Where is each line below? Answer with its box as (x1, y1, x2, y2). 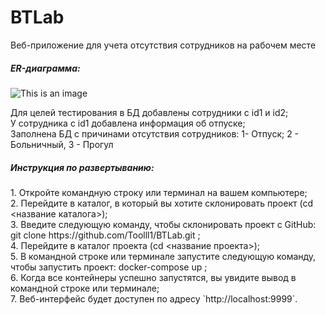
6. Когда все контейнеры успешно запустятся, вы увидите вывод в (10, 271, 297, 283)
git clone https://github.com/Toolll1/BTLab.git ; (10, 229, 201, 241)
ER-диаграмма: (10, 62, 81, 74)
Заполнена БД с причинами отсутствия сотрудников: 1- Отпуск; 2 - (10, 127, 300, 140)
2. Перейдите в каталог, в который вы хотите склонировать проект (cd (10, 197, 314, 209)
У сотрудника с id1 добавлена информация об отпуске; (10, 117, 246, 129)
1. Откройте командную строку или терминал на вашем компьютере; (10, 186, 308, 198)
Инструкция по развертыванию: (10, 161, 155, 173)
